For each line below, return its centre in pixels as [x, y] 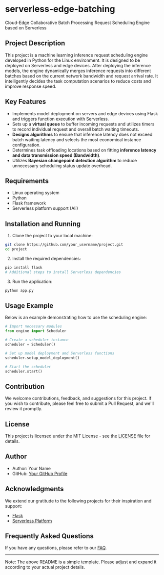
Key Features [26, 102]
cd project [16, 249]
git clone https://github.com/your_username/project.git [64, 245]
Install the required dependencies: [47, 258]
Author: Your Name [31, 468]
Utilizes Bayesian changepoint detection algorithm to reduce [74, 160]
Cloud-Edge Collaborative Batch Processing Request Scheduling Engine [78, 23]
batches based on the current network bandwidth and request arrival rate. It [82, 76]
